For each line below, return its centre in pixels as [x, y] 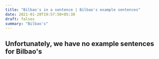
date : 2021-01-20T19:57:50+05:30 [40, 14]
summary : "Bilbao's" [27, 24]
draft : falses [20, 19]
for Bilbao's [24, 51]
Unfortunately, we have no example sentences [80, 43]
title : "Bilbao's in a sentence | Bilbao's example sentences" [73, 10]
